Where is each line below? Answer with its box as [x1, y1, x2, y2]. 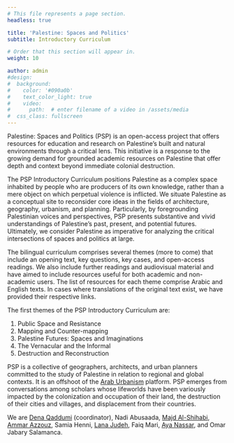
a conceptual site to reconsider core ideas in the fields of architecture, [7, 197, 210, 206]
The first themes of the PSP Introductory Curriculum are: [7, 306, 170, 314]
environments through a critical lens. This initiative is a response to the [7, 147, 211, 155]
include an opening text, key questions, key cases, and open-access [7, 255, 205, 264]
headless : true [7, 17, 52, 24]
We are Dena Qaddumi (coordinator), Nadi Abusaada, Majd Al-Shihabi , [7, 413, 210, 421]
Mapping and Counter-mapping [17, 327, 108, 335]
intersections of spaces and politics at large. [7, 234, 135, 243]
